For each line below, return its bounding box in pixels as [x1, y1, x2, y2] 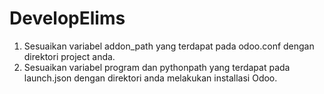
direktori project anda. [23, 50, 116, 62]
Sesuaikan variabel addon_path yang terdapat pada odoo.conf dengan [23, 40, 315, 52]
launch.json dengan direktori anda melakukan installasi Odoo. [23, 72, 278, 84]
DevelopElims [9, 7, 126, 30]
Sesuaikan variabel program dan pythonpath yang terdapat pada [23, 61, 291, 73]
